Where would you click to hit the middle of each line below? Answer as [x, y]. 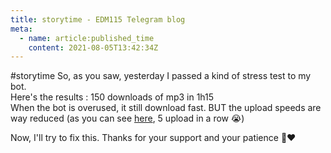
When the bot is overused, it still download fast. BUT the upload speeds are [166, 108]
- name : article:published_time [87, 38]
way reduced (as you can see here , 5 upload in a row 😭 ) [127, 118]
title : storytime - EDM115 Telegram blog [98, 19]
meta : [21, 29]
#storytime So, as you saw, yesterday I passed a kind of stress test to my [161, 76]
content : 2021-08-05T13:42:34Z [93, 47]
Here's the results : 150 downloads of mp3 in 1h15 [112, 97]
